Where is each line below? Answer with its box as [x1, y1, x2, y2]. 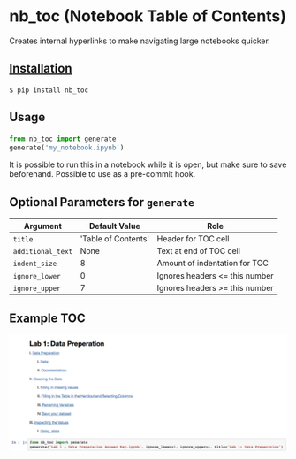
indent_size [12, 259, 57, 269]
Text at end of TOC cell [156, 246, 241, 256]
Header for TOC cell [156, 233, 230, 244]
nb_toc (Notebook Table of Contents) [9, 6, 287, 27]
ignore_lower [12, 272, 61, 280]
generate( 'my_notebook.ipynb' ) [9, 143, 125, 152]
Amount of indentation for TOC [156, 258, 269, 269]
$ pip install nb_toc [9, 86, 89, 95]
